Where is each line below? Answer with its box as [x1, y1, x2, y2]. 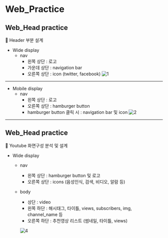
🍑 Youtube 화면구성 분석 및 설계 [5, 142, 68, 148]
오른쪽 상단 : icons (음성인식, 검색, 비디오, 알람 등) [27, 179, 125, 185]
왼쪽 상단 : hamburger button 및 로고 [27, 172, 101, 178]
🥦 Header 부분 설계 [5, 37, 43, 43]
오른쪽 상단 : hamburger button [27, 103, 90, 109]
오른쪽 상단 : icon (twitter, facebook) [27, 71, 101, 77]
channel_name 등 [27, 211, 63, 218]
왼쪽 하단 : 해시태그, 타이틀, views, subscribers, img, [27, 205, 132, 211]
